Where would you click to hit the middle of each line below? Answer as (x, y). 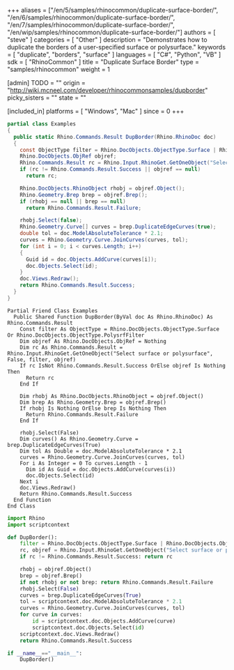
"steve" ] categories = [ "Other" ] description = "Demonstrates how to (107, 40)
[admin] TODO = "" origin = (46, 83)
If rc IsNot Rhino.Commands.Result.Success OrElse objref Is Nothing (123, 365)
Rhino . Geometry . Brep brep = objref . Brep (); (84, 195)
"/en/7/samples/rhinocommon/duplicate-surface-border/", (91, 25)
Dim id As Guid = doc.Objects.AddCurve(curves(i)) (101, 469)
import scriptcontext (39, 525)
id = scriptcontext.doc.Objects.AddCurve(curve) (104, 621)
